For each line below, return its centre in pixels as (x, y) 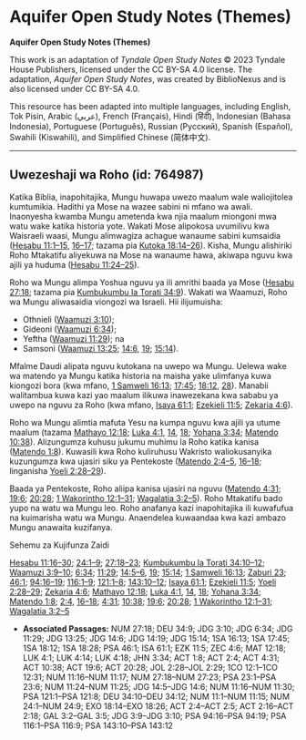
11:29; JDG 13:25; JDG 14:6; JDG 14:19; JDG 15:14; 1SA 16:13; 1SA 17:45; (156, 638)
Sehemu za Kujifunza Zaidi (59, 545)
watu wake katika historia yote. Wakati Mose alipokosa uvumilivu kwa (140, 226)
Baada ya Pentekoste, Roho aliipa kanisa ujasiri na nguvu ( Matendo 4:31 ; (145, 488)
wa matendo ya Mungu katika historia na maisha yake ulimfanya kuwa (140, 375)
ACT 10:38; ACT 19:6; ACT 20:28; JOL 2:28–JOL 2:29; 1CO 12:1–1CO (150, 667)
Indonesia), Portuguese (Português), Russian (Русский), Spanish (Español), (151, 126)
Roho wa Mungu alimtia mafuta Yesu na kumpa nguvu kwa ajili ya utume (145, 422)
